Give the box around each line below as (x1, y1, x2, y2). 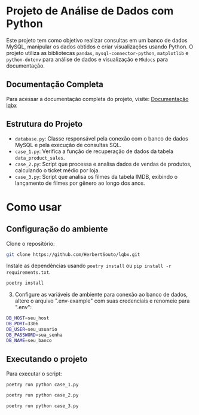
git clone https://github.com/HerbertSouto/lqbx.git (6, 251, 140, 258)
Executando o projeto (6, 354, 88, 364)
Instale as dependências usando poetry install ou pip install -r (6, 262, 172, 270)
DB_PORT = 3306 (6, 321, 39, 327)
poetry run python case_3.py (6, 403, 79, 409)
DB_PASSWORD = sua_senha (6, 332, 63, 338)
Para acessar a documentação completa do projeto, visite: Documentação (6, 95, 189, 102)
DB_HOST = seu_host (6, 315, 50, 321)
